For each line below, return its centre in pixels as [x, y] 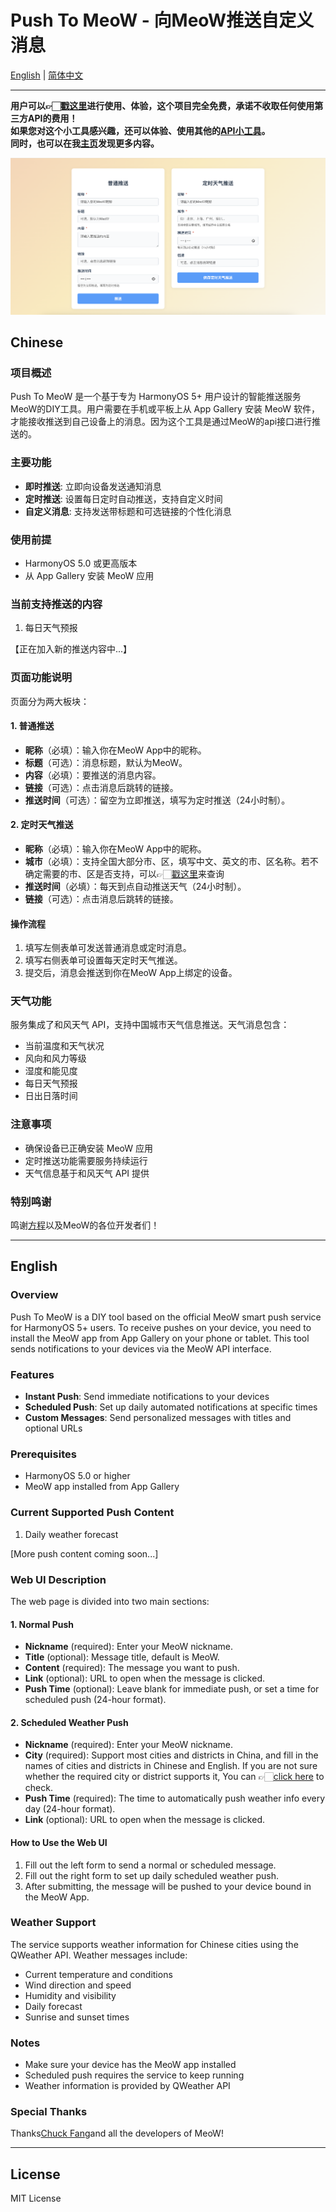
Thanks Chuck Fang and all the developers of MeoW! [117, 2133]
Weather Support [53, 1923]
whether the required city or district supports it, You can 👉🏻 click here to [174, 1777]
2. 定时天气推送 [42, 825]
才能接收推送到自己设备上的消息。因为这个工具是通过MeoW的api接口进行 [161, 422]
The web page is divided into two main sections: [110, 1601]
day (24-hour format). [70, 1809]
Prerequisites [43, 1454]
